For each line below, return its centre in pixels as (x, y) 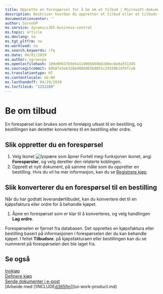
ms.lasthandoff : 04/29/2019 (33, 82)
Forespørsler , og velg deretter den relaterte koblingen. (67, 162)
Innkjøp (13, 271)
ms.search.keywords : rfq (30, 50)
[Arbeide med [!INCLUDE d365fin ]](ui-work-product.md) (61, 286)
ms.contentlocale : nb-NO (30, 78)
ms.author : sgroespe (26, 59)
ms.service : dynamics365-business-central (49, 28)
